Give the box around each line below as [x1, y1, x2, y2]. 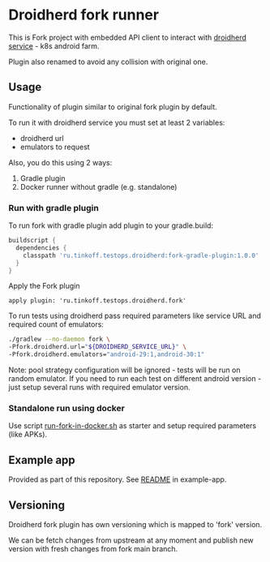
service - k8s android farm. [8, 41, 100, 50]
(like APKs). [8, 430, 47, 440]
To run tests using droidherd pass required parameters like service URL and [8, 311, 262, 321]
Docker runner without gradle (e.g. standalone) [19, 182, 178, 191]
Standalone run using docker [8, 402, 126, 414]
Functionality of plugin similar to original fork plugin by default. [8, 101, 217, 111]
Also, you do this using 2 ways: [8, 157, 113, 167]
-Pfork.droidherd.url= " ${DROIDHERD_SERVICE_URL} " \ [8, 343, 186, 351]
